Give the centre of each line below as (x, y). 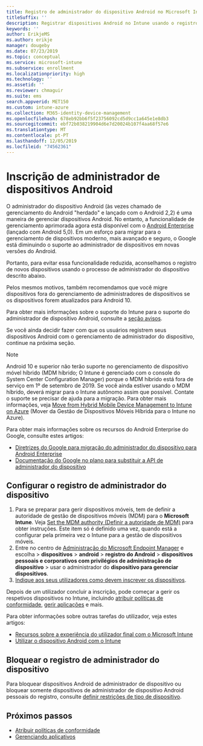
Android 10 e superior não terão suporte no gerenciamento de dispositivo (97, 366)
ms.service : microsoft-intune (44, 62)
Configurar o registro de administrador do (87, 485)
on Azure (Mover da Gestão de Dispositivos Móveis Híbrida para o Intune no (101, 411)
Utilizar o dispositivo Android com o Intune (68, 641)
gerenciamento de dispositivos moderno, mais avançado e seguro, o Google (101, 238)
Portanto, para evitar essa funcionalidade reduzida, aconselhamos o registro (101, 263)
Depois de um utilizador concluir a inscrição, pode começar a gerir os (93, 592)
